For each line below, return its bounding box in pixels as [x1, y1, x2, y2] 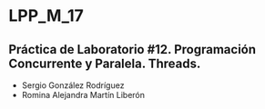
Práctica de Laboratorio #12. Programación [8, 42, 257, 57]
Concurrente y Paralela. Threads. [8, 55, 201, 71]
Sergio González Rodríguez [21, 80, 125, 91]
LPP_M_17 [8, 5, 84, 26]
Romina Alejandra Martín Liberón [21, 90, 146, 100]
